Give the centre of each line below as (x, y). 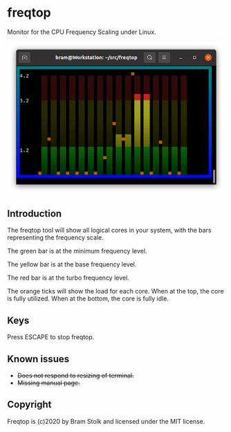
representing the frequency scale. (55, 237)
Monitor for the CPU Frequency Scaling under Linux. (82, 32)
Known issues (38, 359)
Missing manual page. (49, 383)
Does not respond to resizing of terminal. (75, 376)
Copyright (29, 405)
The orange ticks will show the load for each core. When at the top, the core (115, 291)
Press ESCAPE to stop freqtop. (51, 337)
